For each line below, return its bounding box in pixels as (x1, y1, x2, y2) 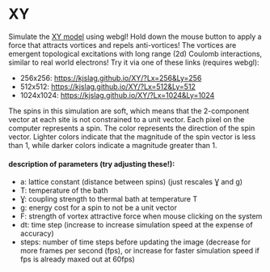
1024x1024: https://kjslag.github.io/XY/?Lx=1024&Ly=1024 (19, 90, 215, 100)
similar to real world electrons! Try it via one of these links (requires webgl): (8, 57, 260, 67)
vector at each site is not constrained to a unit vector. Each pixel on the (8, 114, 245, 124)
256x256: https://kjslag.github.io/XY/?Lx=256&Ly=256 (19, 73, 202, 83)
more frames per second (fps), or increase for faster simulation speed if (19, 246, 260, 256)
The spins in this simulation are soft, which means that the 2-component (8, 106, 250, 116)
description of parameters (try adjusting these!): (8, 159, 175, 168)
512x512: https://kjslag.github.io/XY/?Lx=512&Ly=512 (19, 82, 196, 91)
